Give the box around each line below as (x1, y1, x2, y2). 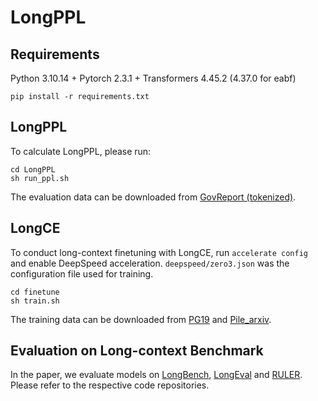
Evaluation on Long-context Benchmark (10, 342, 264, 360)
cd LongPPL (10, 164, 56, 175)
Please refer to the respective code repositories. (10, 379, 210, 391)
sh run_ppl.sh (10, 173, 70, 183)
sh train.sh (10, 296, 60, 306)
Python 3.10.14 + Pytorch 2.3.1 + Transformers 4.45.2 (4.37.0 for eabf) (10, 72, 297, 84)
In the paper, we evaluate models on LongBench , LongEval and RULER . (10, 369, 303, 381)
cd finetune (10, 287, 60, 297)
